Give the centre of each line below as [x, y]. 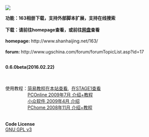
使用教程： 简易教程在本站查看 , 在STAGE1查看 [53, 88]
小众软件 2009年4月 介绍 [54, 101]
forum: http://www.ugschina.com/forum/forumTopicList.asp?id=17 [74, 52]
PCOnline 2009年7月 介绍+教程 [60, 95]
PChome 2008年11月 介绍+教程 [60, 107]
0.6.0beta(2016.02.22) [30, 67]
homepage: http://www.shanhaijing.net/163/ [52, 41]
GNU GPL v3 [19, 129]
